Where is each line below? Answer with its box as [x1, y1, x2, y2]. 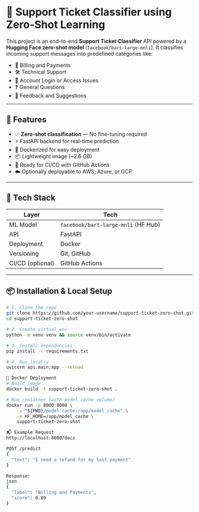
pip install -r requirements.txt [6, 348, 89, 354]
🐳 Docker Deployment [6, 375, 57, 381]
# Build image [6, 380, 41, 387]
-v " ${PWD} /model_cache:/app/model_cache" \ [17, 408, 129, 414]
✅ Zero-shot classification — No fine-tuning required [14, 130, 147, 137]
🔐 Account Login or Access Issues [14, 76, 99, 84]
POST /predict [6, 446, 41, 452]
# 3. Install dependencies [6, 343, 73, 348]
